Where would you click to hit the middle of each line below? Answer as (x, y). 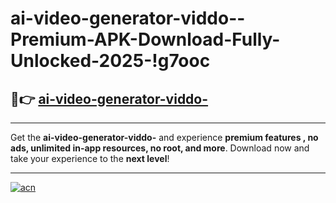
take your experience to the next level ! (90, 158)
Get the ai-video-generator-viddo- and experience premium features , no (164, 137)
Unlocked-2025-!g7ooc (110, 61)
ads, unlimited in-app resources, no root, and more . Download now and (160, 148)
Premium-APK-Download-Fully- (145, 39)
